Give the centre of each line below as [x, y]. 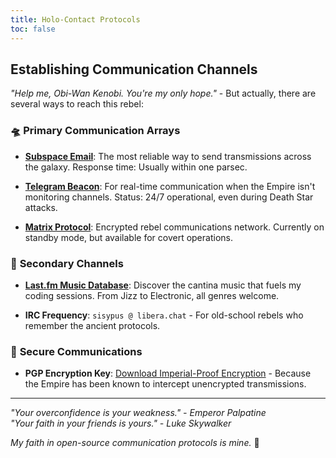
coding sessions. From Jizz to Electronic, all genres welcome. [152, 295]
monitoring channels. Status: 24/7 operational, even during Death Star [169, 197]
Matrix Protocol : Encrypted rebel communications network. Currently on [174, 227]
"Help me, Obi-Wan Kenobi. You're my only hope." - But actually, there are [163, 93]
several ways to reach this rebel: [77, 104]
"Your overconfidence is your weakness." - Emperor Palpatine [138, 413]
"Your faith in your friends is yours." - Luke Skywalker [121, 423]
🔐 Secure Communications [76, 351]
